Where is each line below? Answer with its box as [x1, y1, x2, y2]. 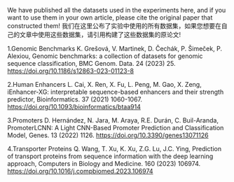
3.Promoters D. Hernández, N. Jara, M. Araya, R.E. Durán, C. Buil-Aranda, [7, 116, 219, 125]
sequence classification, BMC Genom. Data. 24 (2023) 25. [7, 59, 176, 67]
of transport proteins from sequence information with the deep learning [7, 152, 214, 160]
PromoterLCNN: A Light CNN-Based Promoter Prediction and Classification [7, 124, 224, 132]
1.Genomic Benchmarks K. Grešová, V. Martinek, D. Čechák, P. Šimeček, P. [7, 45, 223, 52]
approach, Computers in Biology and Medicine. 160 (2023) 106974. [7, 160, 201, 167]
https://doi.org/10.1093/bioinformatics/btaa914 [7, 103, 142, 111]
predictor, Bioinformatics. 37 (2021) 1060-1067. [7, 95, 142, 104]
